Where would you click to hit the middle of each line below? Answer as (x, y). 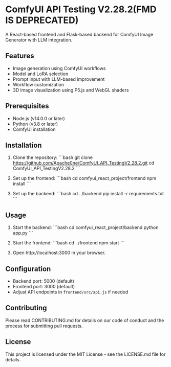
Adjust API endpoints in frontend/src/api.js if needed (70, 292)
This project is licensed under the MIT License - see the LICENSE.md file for (85, 354)
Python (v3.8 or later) (35, 124)
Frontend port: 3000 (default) (44, 286)
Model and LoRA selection (40, 74)
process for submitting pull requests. (44, 326)
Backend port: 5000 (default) (43, 281)
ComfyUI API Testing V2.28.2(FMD (81, 9)
